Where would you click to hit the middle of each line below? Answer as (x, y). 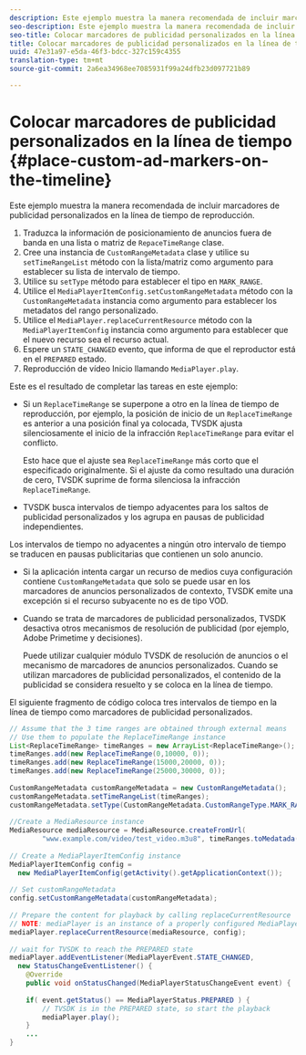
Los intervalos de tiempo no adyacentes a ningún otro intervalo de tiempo (148, 544)
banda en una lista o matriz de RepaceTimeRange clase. (123, 242)
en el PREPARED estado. (64, 359)
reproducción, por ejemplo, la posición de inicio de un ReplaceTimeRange (158, 413)
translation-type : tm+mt (56, 60)
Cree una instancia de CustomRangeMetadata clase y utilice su (136, 252)
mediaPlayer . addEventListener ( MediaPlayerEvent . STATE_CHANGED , (132, 958)
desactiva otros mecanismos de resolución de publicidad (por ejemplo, (156, 628)
